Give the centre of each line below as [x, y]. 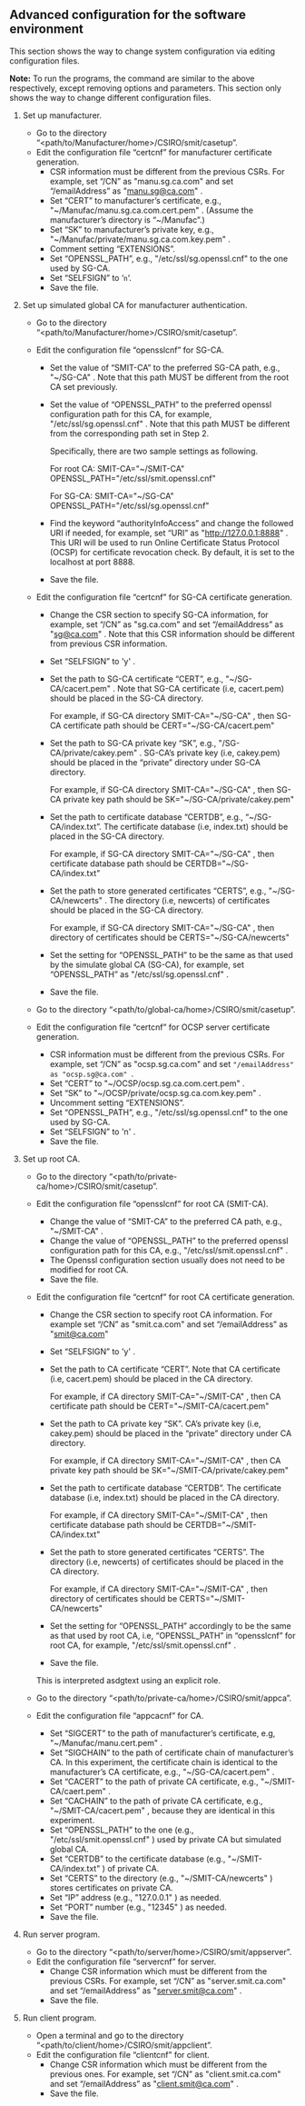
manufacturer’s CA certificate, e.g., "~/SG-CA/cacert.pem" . [162, 1772]
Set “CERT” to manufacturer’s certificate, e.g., [136, 200]
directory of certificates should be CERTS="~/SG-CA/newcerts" [170, 937]
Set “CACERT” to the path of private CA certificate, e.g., [154, 1782]
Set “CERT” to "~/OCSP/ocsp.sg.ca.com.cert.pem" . [147, 1083]
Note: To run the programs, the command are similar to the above [132, 78]
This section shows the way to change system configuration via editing [142, 51]
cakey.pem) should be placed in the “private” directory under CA [171, 1433]
